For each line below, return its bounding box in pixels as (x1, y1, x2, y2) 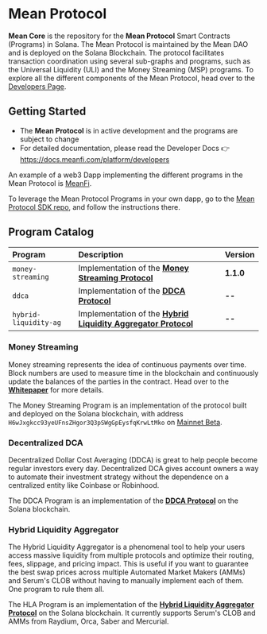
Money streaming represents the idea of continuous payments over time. (8, 359, 247, 369)
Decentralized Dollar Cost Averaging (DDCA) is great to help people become (8, 455, 258, 465)
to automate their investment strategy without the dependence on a (8, 472, 229, 481)
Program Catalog (8, 226, 94, 239)
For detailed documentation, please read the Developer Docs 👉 (19, 143, 230, 153)
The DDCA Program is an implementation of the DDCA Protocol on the (8, 496, 239, 505)
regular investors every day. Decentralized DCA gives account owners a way (8, 464, 259, 474)
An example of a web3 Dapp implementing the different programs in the (8, 170, 244, 180)
